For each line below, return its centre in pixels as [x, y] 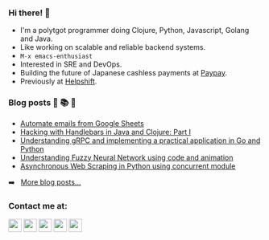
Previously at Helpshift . [58, 81]
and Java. [36, 39]
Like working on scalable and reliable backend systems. [113, 47]
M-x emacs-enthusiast [56, 57]
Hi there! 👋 [29, 13]
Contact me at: [38, 205]
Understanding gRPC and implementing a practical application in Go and [140, 140]
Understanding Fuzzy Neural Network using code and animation [126, 157]
